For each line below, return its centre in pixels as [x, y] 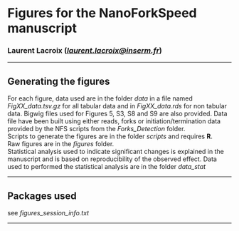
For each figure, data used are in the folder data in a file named [100, 98]
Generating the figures [59, 81]
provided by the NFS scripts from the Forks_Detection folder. [96, 129]
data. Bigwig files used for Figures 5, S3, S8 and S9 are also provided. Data [117, 114]
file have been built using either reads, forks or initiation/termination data [114, 121]
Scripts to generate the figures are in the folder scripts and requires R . [110, 136]
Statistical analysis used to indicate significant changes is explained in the [116, 152]
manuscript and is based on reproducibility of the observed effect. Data [112, 159]
